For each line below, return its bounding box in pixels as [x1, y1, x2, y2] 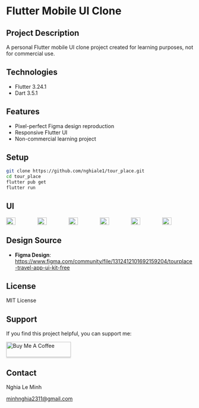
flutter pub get [6, 179, 46, 185]
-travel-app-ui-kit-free [14, 264, 70, 271]
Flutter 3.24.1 [14, 83, 46, 90]
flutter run [6, 185, 36, 191]
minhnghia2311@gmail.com [6, 395, 73, 402]
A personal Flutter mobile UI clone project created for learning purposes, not [6, 43, 194, 51]
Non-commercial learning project [14, 135, 96, 142]
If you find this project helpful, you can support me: [6, 330, 132, 337]
